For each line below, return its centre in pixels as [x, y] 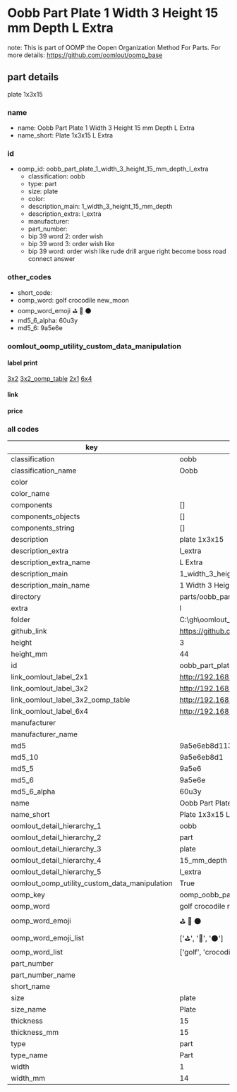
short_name [31, 987]
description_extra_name [50, 562]
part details [33, 77]
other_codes [29, 277]
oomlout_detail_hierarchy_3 [56, 849]
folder [21, 620]
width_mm [28, 1079]
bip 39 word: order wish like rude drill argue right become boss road [127, 251]
